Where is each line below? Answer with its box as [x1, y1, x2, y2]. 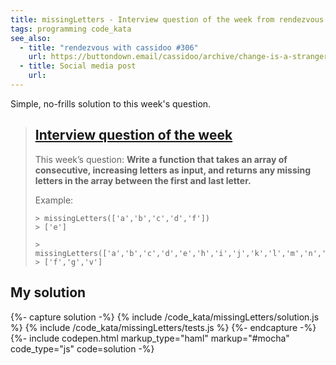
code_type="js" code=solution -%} [10, 342, 155, 355]
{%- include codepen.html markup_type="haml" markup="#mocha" [10, 332, 290, 344]
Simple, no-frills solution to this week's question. [10, 97, 212, 110]
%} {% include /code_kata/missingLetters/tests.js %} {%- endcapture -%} [10, 321, 317, 333]
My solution [10, 284, 87, 301]
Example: [34, 194, 74, 206]
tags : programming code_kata [10, 24, 132, 34]
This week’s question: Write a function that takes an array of [34, 153, 288, 165]
